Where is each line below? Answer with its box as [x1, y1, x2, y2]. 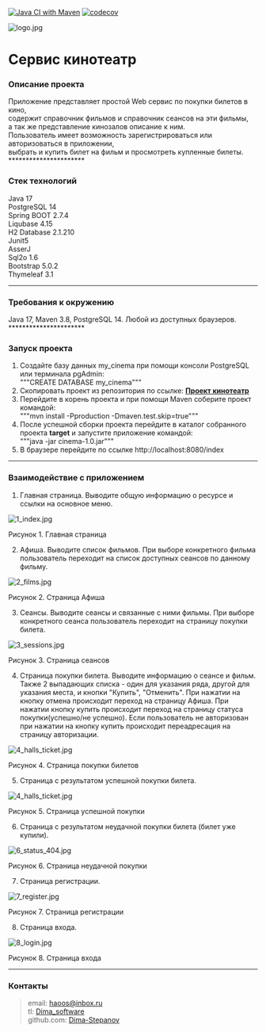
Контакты [8, 980, 49, 991]
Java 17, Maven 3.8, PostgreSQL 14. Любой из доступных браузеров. [8, 315, 237, 324]
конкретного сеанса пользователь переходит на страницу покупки [19, 616, 248, 625]
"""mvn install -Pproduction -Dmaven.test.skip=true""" [19, 411, 199, 421]
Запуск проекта [8, 343, 73, 354]
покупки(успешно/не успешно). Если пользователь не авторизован [19, 713, 249, 722]
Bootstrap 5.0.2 [8, 261, 59, 270]
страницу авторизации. [19, 729, 99, 739]
